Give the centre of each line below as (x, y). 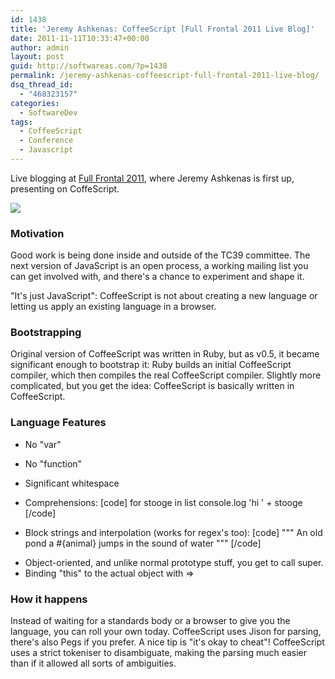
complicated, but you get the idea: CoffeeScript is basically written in (152, 386)
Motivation (37, 233)
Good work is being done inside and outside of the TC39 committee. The (160, 255)
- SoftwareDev (48, 112)
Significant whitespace (72, 483)
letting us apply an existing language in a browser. (113, 307)
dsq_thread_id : (42, 85)
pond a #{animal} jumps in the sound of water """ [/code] (143, 543)
